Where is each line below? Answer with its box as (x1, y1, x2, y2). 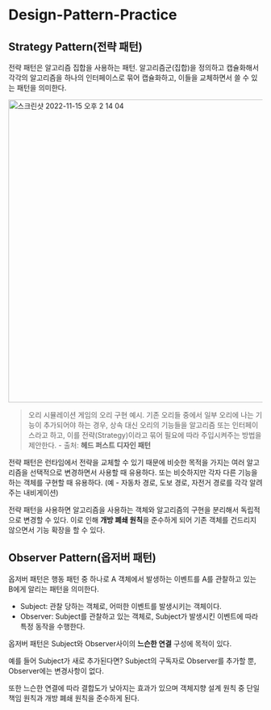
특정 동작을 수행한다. (19, 621, 85, 631)
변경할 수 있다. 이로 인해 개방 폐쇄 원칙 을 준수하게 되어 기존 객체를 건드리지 (23, 515, 256, 524)
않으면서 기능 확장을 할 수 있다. (8, 525, 106, 535)
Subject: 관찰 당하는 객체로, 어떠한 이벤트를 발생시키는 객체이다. (19, 601, 222, 611)
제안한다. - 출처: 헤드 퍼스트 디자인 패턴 (27, 440, 152, 450)
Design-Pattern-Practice (8, 6, 177, 24)
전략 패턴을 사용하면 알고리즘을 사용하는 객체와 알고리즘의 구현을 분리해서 (8, 505, 240, 515)
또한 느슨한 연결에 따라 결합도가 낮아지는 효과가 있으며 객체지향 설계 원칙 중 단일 (8, 683, 261, 692)
